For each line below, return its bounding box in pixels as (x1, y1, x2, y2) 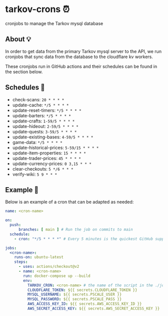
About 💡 (5, 35, 31, 44)
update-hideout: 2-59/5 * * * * (12, 123, 78, 129)
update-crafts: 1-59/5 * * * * (12, 118, 75, 124)
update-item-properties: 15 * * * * (12, 149, 86, 156)
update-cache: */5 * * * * (12, 102, 69, 108)
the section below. (5, 69, 43, 75)
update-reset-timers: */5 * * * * (12, 107, 81, 113)
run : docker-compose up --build (23, 273, 91, 278)
